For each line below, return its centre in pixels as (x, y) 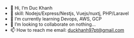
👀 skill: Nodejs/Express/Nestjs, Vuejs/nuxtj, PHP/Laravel (70, 13)
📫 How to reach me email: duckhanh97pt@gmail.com (67, 30)
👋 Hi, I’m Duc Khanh (31, 8)
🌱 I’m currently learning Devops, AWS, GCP (56, 19)
